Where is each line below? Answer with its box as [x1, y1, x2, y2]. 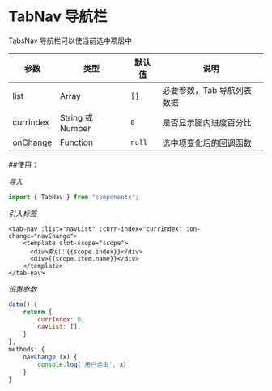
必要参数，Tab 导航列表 [162, 84, 253, 96]
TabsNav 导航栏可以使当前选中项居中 [8, 36, 132, 45]
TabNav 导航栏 [8, 7, 108, 26]
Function [59, 137, 93, 148]
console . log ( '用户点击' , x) [37, 360, 127, 368]
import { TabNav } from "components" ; [8, 193, 139, 201]
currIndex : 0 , [37, 315, 85, 324]
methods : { [8, 346, 45, 354]
